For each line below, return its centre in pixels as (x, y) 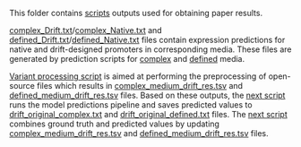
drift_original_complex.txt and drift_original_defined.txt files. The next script (149, 114)
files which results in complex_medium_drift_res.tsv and (140, 86)
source (22, 86)
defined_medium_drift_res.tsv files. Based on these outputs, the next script (147, 95)
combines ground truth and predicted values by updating (114, 124)
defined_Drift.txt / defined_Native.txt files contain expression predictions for (147, 40)
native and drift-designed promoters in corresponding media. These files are (150, 49)
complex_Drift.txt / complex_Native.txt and (86, 30)
